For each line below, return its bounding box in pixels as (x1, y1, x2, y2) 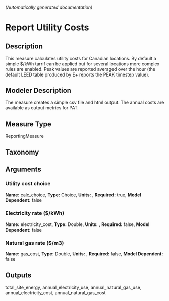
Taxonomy (5, 147, 39, 157)
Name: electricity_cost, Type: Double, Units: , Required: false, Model (5, 221, 150, 228)
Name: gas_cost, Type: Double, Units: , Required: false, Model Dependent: (5, 251, 163, 257)
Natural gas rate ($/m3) (5, 239, 64, 246)
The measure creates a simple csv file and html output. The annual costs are (5, 99, 164, 106)
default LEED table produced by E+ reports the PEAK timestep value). (5, 71, 150, 78)
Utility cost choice (5, 180, 51, 187)
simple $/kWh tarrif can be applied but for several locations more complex (5, 61, 160, 67)
